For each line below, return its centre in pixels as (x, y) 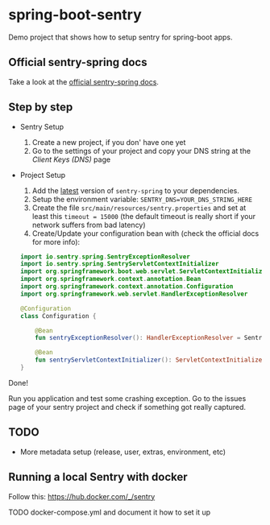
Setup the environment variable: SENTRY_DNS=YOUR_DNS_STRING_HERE (142, 199)
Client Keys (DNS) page (71, 159)
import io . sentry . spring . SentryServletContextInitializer (119, 264)
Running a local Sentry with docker (98, 477)
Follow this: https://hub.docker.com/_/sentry (82, 496)
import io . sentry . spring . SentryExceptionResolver (105, 256)
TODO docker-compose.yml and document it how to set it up (110, 512)
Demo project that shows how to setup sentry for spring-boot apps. (120, 37)
